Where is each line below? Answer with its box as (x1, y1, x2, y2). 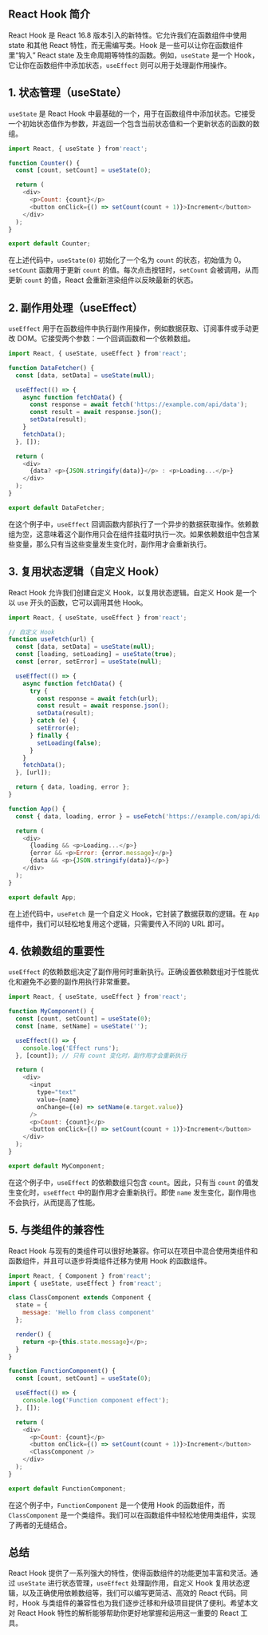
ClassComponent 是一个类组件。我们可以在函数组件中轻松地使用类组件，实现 (8, 1510, 257, 1520)
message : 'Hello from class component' (22, 1309, 156, 1317)
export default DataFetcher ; (8, 503, 105, 511)
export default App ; (8, 893, 77, 901)
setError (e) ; (37, 724, 81, 732)
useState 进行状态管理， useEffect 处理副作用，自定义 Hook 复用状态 (17, 1578, 243, 1588)
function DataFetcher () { (8, 364, 94, 372)
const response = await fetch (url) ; (37, 694, 159, 702)
